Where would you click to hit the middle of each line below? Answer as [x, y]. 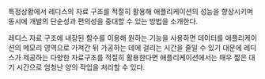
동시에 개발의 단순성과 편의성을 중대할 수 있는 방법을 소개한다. [103, 21]
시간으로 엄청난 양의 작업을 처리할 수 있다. [81, 67]
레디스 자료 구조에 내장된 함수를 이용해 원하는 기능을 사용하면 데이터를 [116, 38]
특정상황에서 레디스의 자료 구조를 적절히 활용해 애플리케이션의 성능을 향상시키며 [131, 11]
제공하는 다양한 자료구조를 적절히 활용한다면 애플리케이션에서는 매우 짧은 [135, 57]
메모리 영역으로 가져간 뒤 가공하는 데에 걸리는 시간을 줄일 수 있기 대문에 [132, 48]
